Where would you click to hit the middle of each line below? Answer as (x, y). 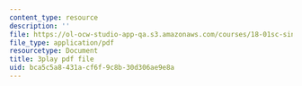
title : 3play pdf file (52, 59)
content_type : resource (54, 17)
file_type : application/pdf (62, 43)
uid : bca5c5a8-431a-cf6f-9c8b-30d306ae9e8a (92, 68)
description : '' (40, 26)
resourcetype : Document (54, 51)
